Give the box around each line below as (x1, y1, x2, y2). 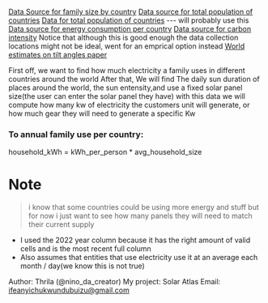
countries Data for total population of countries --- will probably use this (8, 15, 249, 25)
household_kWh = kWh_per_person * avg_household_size (8, 147, 202, 157)
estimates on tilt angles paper (8, 50, 108, 59)
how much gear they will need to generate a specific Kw (8, 109, 196, 118)
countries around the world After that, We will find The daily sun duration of (8, 75, 261, 83)
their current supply (28, 220, 95, 229)
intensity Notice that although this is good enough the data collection (8, 32, 239, 42)
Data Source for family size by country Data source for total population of (8, 7, 253, 16)
